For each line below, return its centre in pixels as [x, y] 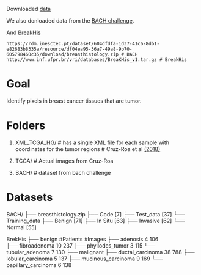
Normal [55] [21, 227]
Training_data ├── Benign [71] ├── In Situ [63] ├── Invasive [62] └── [96, 221]
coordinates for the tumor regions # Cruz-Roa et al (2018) [88, 148]
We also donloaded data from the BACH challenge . [70, 20]
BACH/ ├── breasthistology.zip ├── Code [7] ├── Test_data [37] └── [96, 214]
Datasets [30, 197]
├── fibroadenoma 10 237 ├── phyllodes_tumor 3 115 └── [81, 245]
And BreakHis [24, 32]
